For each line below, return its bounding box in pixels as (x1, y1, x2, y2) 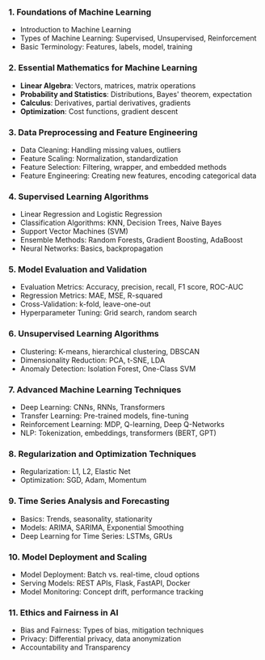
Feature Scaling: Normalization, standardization (19, 153, 179, 163)
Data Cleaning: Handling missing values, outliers (19, 145, 182, 154)
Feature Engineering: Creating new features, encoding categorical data (19, 171, 257, 180)
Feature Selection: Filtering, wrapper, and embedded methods (19, 162, 227, 171)
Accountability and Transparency (19, 642, 131, 653)
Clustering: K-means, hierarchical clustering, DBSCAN (19, 346, 200, 356)
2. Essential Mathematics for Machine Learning (8, 62, 198, 74)
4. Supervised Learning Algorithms (8, 191, 149, 202)
